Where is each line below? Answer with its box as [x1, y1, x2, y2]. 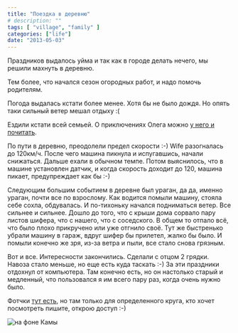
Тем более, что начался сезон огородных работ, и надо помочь [7, 78, 201, 86]
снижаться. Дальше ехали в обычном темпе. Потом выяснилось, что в [7, 157, 224, 166]
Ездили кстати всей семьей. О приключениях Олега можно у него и [7, 120, 215, 129]
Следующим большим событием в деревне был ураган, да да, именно [7, 186, 223, 194]
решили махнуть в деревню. [7, 64, 94, 73]
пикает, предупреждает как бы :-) [7, 172, 111, 181]
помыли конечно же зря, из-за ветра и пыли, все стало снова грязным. [7, 239, 225, 248]
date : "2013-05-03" [7, 37, 65, 44]
